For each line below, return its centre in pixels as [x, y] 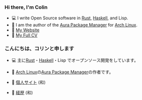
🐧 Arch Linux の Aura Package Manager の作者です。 [62, 72]
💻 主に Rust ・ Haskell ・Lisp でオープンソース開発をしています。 [75, 60]
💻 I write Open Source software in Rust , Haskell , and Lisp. [70, 18]
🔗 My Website [25, 30]
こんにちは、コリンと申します [39, 49]
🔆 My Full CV [24, 35]
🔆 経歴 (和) [22, 92]
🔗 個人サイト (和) [29, 82]
